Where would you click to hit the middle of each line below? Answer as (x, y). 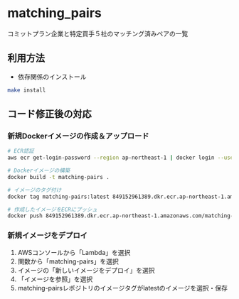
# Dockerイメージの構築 (39, 171)
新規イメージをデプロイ (47, 236)
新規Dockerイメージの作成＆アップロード (78, 136)
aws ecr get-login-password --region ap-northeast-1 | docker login (111, 158)
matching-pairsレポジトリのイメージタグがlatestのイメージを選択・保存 (122, 288)
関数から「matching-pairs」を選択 (68, 261)
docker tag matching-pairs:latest (59, 197)
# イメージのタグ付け (34, 190)
